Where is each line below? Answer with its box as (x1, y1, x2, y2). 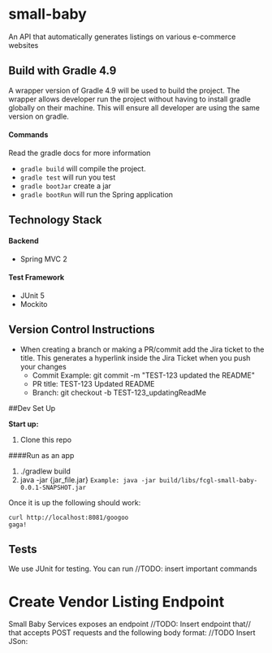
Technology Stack (8, 213, 102, 227)
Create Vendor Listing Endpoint (8, 592, 225, 611)
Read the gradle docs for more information (8, 148, 151, 158)
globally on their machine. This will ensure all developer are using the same (8, 102, 260, 112)
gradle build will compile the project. (19, 163, 146, 173)
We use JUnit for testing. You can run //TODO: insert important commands (8, 564, 257, 573)
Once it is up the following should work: (8, 497, 141, 508)
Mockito (19, 299, 48, 309)
